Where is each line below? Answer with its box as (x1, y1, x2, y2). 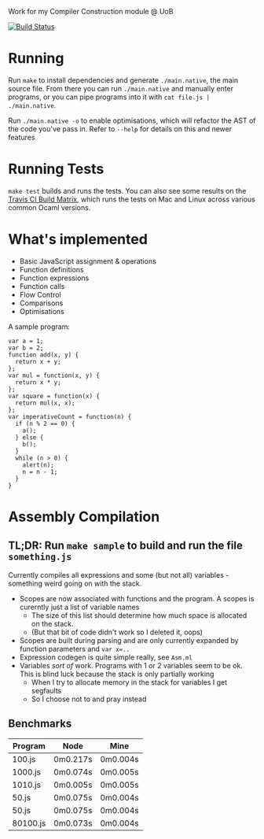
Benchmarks (8, 717, 72, 730)
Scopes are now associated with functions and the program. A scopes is (19, 593, 255, 603)
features (8, 132, 35, 142)
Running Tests (8, 161, 104, 178)
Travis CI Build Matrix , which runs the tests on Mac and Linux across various (8, 194, 255, 204)
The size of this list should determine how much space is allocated (31, 610, 247, 620)
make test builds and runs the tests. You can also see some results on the (8, 186, 247, 195)
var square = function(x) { (8, 392, 101, 400)
